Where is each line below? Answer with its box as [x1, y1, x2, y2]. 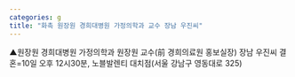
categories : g [9, 12, 62, 22]
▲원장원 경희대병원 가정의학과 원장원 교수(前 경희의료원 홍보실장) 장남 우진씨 [9, 46, 278, 58]
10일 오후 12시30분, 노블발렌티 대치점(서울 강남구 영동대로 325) [21, 58, 243, 68]
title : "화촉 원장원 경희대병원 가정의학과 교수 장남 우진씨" [9, 21, 203, 30]
